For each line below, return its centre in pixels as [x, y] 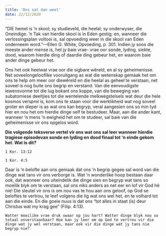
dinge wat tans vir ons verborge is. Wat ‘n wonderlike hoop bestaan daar [79, 175]
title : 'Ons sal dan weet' [33, 10]
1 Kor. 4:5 [16, 160]
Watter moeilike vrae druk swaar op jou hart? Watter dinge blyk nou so [82, 215]
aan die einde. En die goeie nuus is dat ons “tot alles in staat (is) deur [76, 201]
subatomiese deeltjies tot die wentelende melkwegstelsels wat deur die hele [83, 96]
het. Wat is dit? [21, 142]
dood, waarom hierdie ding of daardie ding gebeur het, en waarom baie [78, 55]
